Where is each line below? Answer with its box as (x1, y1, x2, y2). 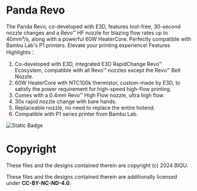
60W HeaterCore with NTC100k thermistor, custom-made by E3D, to (14, 79, 181, 86)
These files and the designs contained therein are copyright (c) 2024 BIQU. (6, 162, 188, 169)
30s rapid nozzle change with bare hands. (14, 98, 117, 105)
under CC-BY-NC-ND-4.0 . (6, 179, 72, 186)
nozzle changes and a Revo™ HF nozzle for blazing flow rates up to (6, 29, 168, 36)
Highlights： (6, 48, 36, 56)
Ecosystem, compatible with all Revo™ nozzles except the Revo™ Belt (14, 66, 181, 73)
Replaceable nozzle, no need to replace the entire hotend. (14, 104, 155, 111)
